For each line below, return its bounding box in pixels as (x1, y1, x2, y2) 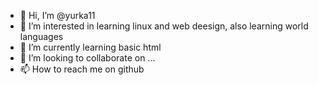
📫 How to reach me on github (19, 63, 145, 75)
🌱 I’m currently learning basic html (19, 41, 162, 53)
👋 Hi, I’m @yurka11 (19, 10, 96, 21)
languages (19, 31, 64, 42)
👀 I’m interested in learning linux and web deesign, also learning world (19, 20, 309, 32)
